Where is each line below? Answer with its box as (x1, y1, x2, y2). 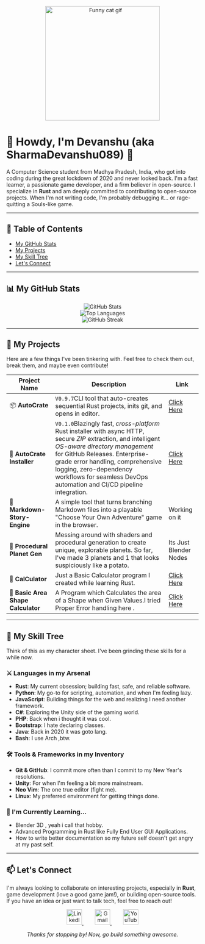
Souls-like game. (31, 200, 74, 207)
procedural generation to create (54, 538, 146, 547)
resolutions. (15, 773, 45, 780)
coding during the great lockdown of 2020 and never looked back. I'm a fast (6, 174, 198, 182)
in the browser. (54, 521, 98, 529)
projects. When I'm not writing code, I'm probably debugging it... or (6, 194, 176, 201)
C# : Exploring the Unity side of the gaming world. (15, 709, 140, 716)
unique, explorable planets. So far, (54, 546, 153, 554)
